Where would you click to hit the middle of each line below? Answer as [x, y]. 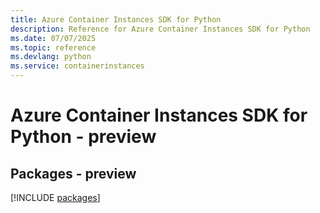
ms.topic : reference [53, 47]
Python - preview [83, 137]
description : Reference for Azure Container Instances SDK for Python [160, 29]
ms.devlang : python [51, 57]
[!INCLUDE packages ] [55, 197]
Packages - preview [73, 173]
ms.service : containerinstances [77, 66]
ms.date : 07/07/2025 [53, 38]
